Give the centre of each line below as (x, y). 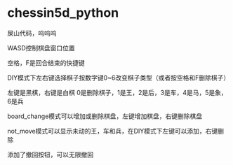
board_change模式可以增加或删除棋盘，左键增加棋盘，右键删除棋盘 (105, 116)
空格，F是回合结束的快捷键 (46, 63)
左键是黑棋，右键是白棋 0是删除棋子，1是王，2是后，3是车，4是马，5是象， (117, 92)
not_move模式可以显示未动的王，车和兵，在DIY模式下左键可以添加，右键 (113, 131)
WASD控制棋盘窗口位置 (41, 48)
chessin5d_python (63, 13)
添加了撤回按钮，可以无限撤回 (50, 155)
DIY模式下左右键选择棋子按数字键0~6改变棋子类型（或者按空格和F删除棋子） (119, 78)
